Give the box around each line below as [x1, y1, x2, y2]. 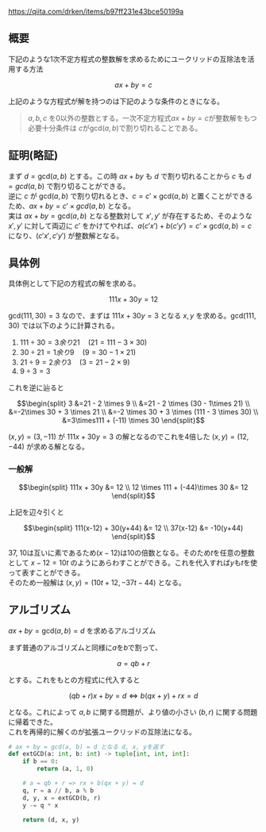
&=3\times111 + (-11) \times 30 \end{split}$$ [62, 416, 205, 426]
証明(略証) [8, 148, 58, 162]
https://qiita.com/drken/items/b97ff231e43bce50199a [8, 7, 184, 16]
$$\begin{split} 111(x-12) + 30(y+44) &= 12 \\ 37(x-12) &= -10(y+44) [23, 523, 244, 533]
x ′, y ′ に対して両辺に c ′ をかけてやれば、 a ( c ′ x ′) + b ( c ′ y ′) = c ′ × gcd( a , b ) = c [8, 221, 253, 230]
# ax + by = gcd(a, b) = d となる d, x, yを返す [8, 742, 165, 751]
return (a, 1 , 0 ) [37, 765, 94, 773]
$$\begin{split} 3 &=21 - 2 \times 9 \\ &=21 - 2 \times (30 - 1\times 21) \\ [17, 399, 250, 408]
